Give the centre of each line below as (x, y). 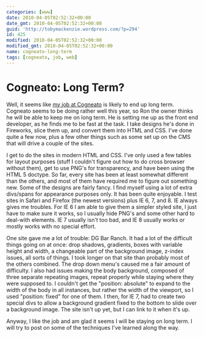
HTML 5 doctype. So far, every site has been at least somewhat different (97, 174)
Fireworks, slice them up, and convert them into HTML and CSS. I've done (99, 130)
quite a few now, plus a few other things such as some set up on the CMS (98, 137)
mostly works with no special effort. (51, 226)
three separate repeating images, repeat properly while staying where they (100, 277)
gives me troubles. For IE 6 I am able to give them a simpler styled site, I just (101, 207)
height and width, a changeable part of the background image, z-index (95, 251)
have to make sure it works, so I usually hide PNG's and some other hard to (100, 213)
